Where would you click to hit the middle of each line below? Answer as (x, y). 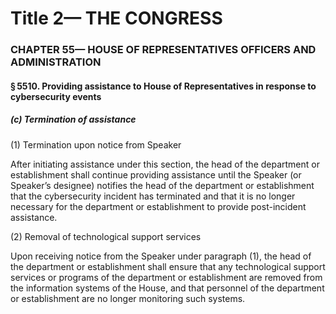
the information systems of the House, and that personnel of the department (167, 288)
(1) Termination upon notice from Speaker (96, 144)
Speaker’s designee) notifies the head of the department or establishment (162, 185)
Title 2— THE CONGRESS (116, 18)
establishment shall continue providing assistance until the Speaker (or (156, 174)
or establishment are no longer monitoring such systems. (128, 298)
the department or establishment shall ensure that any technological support (168, 266)
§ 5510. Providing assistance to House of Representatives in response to (163, 86)
